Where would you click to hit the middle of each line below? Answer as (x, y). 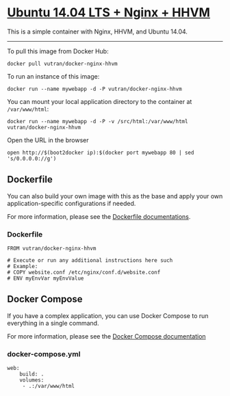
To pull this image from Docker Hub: (58, 51)
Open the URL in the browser (48, 140)
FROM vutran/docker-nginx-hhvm (52, 249)
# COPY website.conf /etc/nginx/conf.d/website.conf (84, 273)
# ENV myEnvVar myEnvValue (46, 278)
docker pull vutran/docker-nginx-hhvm (62, 64)
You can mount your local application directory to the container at (100, 101)
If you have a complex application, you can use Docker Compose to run (108, 315)
